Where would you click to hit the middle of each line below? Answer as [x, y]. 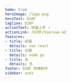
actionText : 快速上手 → [27, 28]
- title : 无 [17, 60]
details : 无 [21, 64]
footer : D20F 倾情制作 [27, 69]
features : [15, 37]
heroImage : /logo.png [27, 14]
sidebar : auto [19, 73]
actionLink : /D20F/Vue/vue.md [36, 32]
